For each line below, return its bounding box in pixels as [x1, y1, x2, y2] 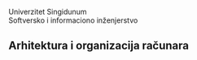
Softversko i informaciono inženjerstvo [8, 15, 138, 25]
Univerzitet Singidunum [8, 7, 87, 16]
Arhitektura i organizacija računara [8, 39, 190, 53]
